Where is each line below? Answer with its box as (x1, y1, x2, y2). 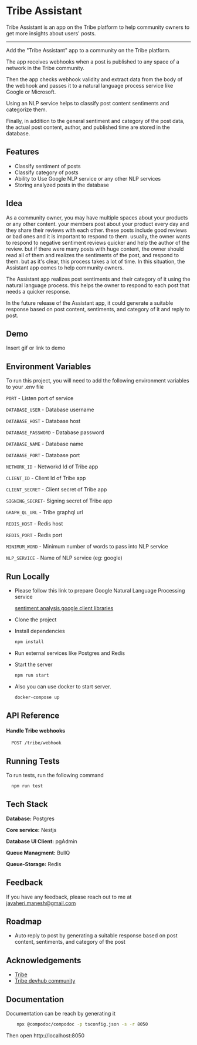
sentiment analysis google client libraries (14, 605, 114, 611)
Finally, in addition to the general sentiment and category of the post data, (6, 117, 185, 124)
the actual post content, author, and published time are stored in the (6, 124, 170, 131)
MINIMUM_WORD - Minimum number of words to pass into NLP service (6, 543, 168, 550)
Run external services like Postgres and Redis (14, 649, 125, 657)
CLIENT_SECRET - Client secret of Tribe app (6, 486, 107, 493)
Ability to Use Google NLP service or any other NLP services (14, 175, 161, 182)
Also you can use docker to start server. (14, 683, 111, 690)
